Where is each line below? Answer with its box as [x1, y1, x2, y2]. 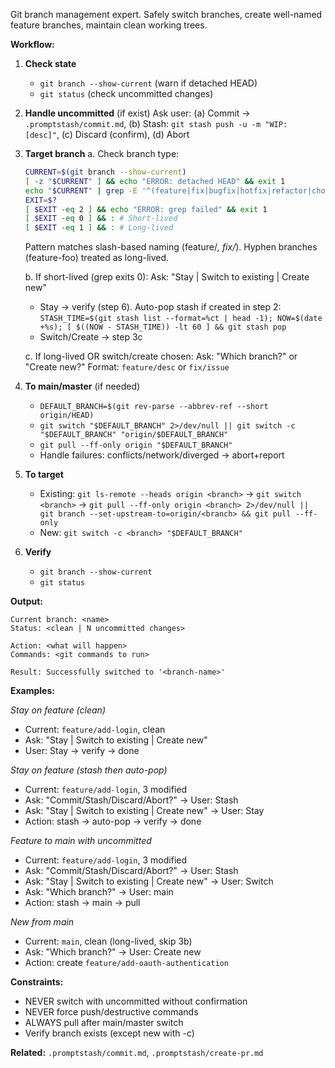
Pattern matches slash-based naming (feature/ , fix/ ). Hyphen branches [24, 241, 318, 253]
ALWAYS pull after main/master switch [24, 1017, 184, 1029]
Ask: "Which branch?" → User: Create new [24, 946, 202, 958]
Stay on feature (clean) [10, 704, 106, 716]
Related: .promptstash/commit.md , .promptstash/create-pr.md [10, 1047, 264, 1059]
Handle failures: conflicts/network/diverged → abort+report [39, 449, 285, 461]
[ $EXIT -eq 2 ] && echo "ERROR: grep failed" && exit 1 [24, 204, 268, 214]
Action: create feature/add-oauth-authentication [24, 957, 229, 969]
